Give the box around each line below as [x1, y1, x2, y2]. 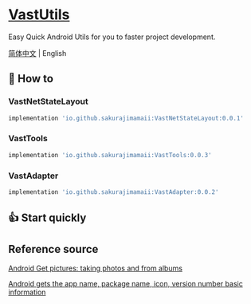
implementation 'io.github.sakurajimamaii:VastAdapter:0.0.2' [8, 188, 219, 196]
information [8, 287, 46, 297]
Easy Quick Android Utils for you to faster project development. [8, 32, 216, 41]
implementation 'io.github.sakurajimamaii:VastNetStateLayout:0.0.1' [8, 114, 245, 122]
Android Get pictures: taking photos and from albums [8, 263, 183, 273]
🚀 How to [8, 72, 54, 85]
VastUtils [8, 6, 70, 24]
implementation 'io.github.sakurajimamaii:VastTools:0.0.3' [8, 151, 213, 159]
